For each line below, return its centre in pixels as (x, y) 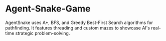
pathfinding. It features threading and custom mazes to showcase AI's (78, 27)
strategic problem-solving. (43, 33)
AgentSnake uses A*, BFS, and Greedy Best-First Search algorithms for (79, 22)
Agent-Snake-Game (48, 9)
